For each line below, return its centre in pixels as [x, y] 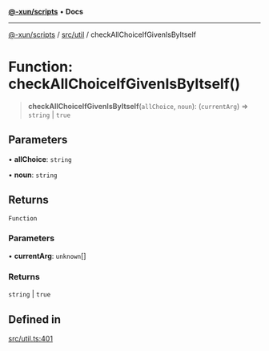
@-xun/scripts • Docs [46, 12]
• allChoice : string [40, 159]
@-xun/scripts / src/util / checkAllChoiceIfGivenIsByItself [102, 34]
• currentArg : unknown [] [47, 256]
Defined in [35, 319]
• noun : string [33, 175]
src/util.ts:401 [31, 338]
